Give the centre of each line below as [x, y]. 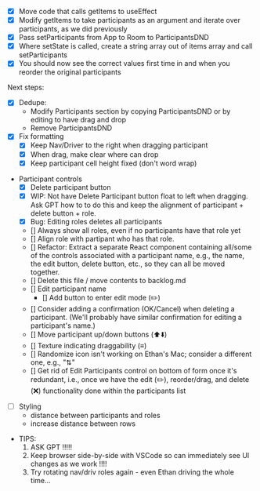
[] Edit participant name [68, 289]
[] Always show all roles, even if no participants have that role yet [135, 230]
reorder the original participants [70, 72]
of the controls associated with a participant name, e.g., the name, [137, 255]
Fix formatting [41, 136]
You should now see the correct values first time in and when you [124, 64]
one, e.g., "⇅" [52, 362]
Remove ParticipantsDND [71, 128]
